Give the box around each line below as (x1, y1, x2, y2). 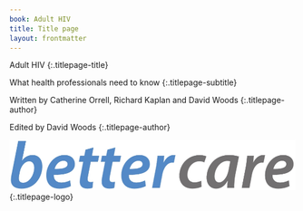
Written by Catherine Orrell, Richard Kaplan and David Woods (9, 95, 239, 106)
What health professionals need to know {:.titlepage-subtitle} (9, 77, 238, 88)
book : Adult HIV (9, 14, 71, 24)
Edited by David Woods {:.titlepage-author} (9, 122, 171, 133)
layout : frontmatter (9, 34, 88, 43)
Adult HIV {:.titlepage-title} (9, 60, 109, 71)
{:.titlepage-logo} (9, 191, 74, 203)
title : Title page (9, 24, 79, 34)
